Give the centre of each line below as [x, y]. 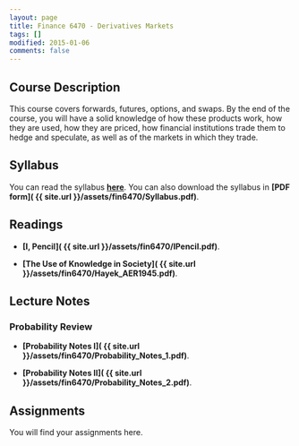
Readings [36, 225]
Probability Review [51, 326]
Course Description [65, 87]
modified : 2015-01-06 [50, 43]
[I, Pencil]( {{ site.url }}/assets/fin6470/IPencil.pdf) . [121, 246]
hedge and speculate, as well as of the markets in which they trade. [134, 137]
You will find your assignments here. [76, 433]
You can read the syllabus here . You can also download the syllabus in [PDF [150, 187]
